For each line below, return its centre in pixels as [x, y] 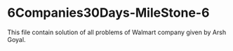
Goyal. [16, 39]
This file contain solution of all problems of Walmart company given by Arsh [117, 32]
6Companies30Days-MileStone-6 [108, 13]
